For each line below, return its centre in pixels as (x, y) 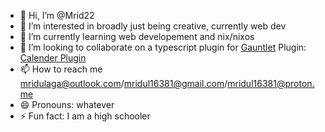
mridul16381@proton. (271, 83)
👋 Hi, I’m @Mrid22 (57, 15)
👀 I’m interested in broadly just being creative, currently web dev (153, 26)
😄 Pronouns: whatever (67, 104)
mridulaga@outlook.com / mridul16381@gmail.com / (123, 83)
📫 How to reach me (61, 69)
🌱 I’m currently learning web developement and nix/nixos (137, 36)
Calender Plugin (53, 58)
